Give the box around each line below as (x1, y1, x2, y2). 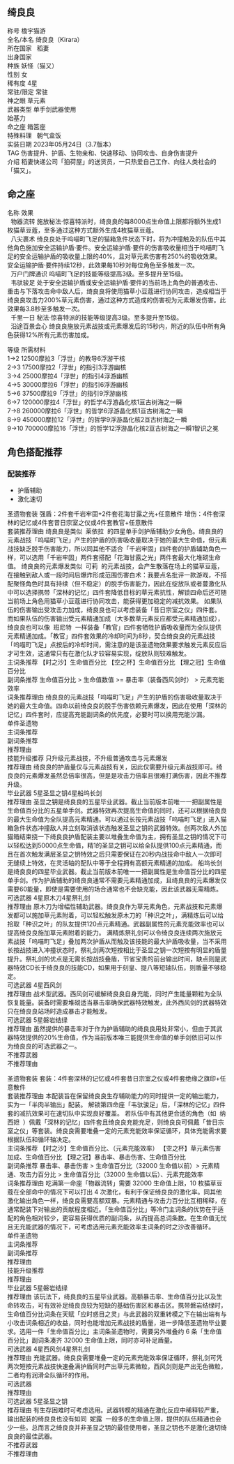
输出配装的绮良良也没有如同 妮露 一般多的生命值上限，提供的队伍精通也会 (7, 1414, 221, 1423)
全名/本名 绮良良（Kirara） (7, 35, 84, 43)
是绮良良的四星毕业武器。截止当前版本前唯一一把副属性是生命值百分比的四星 (7, 868, 227, 876)
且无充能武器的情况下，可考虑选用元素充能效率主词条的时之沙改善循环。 (7, 1222, 214, 1231)
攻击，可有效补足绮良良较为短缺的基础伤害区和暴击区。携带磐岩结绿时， (19, 1301, 227, 1310)
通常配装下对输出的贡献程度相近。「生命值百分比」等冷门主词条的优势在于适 (7, 1205, 224, 1213)
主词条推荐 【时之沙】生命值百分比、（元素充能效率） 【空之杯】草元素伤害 (7, 1144, 221, 1153)
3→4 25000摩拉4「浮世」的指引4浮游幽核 (7, 371, 129, 380)
